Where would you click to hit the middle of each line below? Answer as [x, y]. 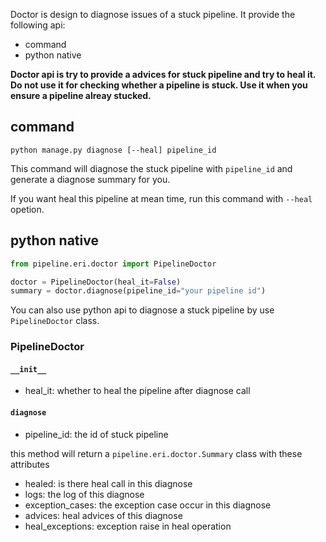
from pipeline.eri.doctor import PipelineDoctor [113, 264]
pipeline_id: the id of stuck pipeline [96, 434]
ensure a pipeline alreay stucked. [81, 95]
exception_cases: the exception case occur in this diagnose [148, 505]
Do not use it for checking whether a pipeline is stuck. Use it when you [159, 85]
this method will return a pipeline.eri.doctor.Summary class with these [156, 453]
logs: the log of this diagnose [84, 494]
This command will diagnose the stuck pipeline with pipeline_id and [151, 168]
